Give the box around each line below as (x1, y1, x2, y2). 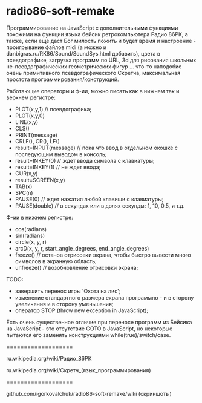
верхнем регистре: (6, 94, 56, 101)
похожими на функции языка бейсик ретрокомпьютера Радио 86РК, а (6, 30, 189, 38)
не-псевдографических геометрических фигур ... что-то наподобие (6, 62, 182, 70)
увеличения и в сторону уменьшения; (15, 300, 114, 307)
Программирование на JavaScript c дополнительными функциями (6, 24, 178, 31)
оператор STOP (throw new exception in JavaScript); (15, 307, 149, 314)
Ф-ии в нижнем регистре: (6, 214, 74, 221)
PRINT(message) (15, 131, 57, 139)
